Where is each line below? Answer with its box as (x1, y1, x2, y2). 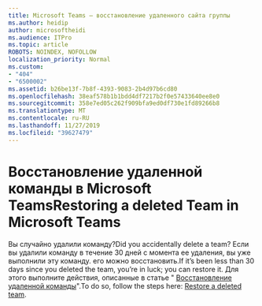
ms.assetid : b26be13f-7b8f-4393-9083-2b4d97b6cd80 (8, 84, 178, 93)
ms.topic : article (8, 41, 68, 49)
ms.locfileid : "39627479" (8, 129, 93, 136)
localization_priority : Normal (8, 56, 111, 64)
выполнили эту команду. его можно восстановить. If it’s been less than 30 (8, 256, 255, 265)
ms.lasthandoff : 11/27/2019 (8, 121, 101, 129)
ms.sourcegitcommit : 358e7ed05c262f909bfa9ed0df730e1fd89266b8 (8, 99, 220, 107)
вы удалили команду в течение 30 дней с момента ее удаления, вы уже (8, 248, 251, 257)
